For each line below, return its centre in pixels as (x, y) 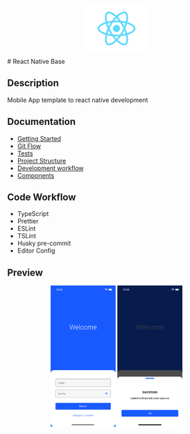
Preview (25, 273)
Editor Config (36, 251)
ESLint (26, 228)
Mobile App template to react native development (78, 100)
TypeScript (33, 214)
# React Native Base (36, 62)
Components (36, 175)
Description (33, 83)
